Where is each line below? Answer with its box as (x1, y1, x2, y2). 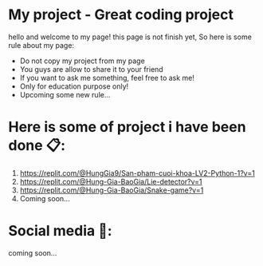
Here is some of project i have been (8, 118, 246, 137)
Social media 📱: (8, 222, 113, 240)
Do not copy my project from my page (19, 56, 145, 66)
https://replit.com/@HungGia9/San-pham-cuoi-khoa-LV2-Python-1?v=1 (19, 168, 255, 177)
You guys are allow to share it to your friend (19, 64, 163, 73)
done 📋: (8, 137, 66, 155)
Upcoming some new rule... (19, 89, 111, 99)
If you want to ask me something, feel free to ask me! (19, 73, 195, 82)
